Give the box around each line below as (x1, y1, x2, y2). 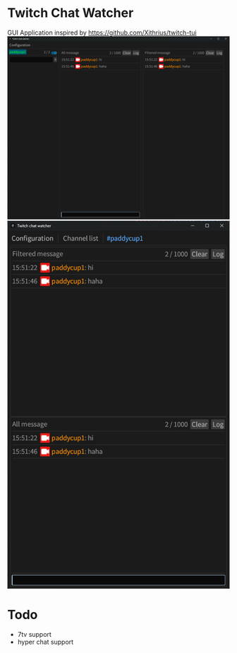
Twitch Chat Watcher (7, 5, 134, 21)
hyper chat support (17, 637, 74, 647)
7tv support (17, 630, 51, 639)
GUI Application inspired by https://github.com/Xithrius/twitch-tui (7, 28, 197, 37)
